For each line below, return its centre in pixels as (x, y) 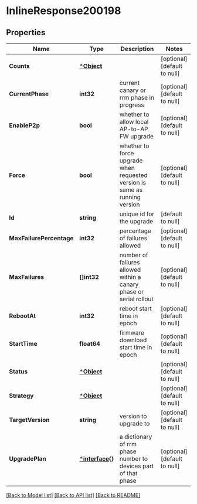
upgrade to (135, 423)
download (133, 340)
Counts (20, 66)
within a (130, 277)
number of (134, 255)
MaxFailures (27, 277)
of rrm (128, 444)
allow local (134, 122)
